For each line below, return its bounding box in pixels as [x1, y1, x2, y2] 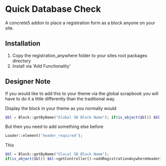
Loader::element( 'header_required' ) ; [5, 133, 83, 138]
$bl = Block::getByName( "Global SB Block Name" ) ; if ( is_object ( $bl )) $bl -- [5, 115, 165, 120]
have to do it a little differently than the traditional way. [5, 95, 116, 102]
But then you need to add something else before [5, 124, 104, 129]
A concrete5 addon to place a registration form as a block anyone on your [5, 20, 156, 26]
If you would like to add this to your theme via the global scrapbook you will [5, 90, 159, 96]
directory [12, 58, 31, 64]
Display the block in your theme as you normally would [5, 105, 117, 111]
